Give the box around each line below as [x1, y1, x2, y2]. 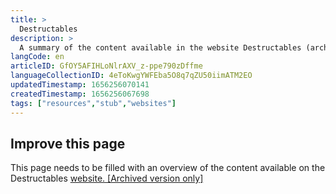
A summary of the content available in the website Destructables [19, 42, 302, 53]
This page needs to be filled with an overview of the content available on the [10, 162, 326, 174]
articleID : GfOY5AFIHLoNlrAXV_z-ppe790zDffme [10, 61, 203, 71]
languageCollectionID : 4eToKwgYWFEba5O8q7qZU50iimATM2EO [10, 71, 253, 81]
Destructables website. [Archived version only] [10, 172, 204, 185]
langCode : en [10, 52, 65, 62]
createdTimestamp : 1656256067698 [10, 89, 150, 99]
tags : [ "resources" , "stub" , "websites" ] [10, 98, 177, 108]
